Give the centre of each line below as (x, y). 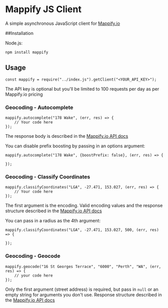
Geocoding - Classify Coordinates (48, 177)
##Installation (19, 33)
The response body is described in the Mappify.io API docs (67, 136)
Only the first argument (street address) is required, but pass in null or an (82, 289)
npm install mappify (27, 52)
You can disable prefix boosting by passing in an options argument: (75, 146)
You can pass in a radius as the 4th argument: (53, 221)
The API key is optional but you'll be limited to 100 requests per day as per (82, 89)
